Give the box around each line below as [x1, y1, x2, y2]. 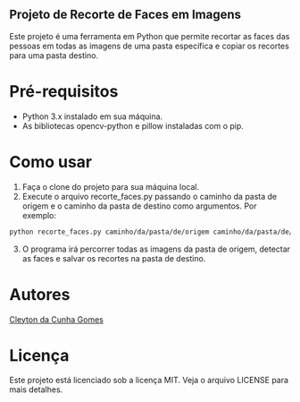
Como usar [9, 151, 93, 172]
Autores [9, 284, 71, 304]
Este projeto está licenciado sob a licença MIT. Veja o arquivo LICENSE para [9, 375, 288, 386]
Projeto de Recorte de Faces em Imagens [9, 7, 241, 22]
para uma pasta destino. [9, 49, 99, 61]
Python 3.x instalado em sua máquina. [21, 111, 163, 122]
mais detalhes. [9, 384, 63, 395]
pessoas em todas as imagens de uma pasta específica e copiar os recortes [9, 40, 290, 51]
